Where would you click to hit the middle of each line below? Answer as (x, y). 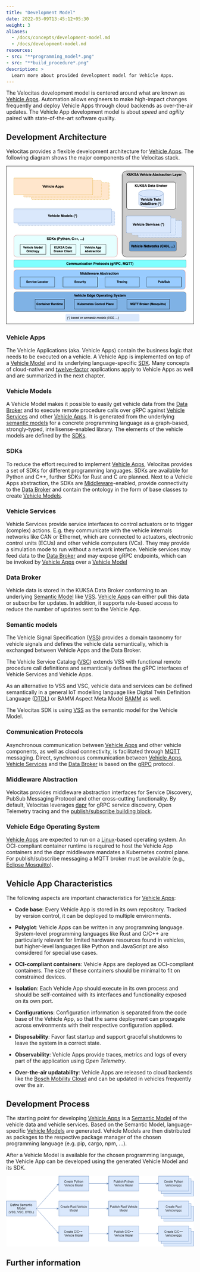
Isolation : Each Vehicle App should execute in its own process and (96, 989)
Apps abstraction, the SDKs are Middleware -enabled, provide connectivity (97, 483)
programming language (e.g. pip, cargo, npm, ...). (66, 1143)
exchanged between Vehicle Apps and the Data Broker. (74, 650)
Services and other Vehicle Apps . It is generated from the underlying (90, 417)
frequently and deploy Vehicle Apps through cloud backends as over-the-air (100, 106)
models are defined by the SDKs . (47, 436)
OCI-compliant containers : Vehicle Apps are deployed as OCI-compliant (104, 964)
